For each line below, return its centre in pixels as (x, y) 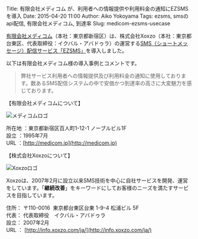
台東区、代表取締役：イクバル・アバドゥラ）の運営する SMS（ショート (92, 43)
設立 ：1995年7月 (27, 135)
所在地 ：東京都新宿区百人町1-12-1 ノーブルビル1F (66, 128)
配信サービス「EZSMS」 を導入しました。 (77, 51)
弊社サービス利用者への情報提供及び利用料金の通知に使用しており (101, 76)
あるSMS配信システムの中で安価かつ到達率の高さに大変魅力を (111, 83)
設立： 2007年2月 (28, 222)
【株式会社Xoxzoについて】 (40, 155)
